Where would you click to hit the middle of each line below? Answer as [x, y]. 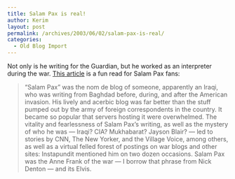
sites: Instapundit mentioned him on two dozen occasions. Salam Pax [125, 154]
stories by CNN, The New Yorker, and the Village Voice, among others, [126, 139]
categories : [25, 40]
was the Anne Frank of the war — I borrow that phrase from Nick [118, 161]
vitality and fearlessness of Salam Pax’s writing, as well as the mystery [126, 124]
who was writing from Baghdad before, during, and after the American [126, 94]
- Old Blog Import [41, 46]
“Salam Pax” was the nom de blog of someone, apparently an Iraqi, [121, 87]
